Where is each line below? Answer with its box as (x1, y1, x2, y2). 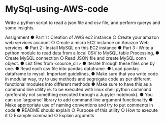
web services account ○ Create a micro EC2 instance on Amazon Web (5, 39, 149, 45)
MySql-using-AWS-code (5, 3, 109, 15)
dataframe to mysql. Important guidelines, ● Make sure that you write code (5, 71, 158, 76)
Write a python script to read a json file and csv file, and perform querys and (5, 20, 161, 25)
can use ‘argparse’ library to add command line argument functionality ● (5, 97, 153, 102)
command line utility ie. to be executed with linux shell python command (5, 86, 152, 92)
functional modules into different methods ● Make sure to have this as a (5, 81, 152, 87)
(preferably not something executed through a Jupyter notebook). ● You (5, 92, 153, 98)
